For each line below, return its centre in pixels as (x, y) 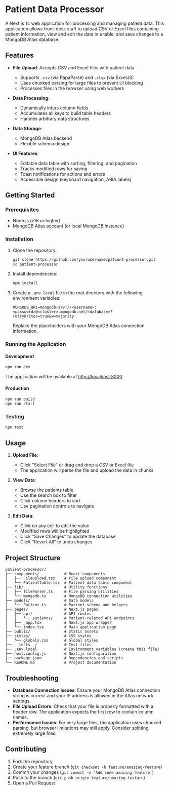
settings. (22, 701)
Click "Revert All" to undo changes (56, 542)
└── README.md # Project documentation (61, 663)
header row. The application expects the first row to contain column (83, 711)
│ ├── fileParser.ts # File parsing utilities (62, 592)
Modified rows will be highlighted (55, 531)
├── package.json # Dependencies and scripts (64, 658)
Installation (19, 239)
